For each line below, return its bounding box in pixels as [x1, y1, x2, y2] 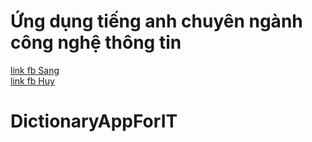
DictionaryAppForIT [10, 110, 178, 133]
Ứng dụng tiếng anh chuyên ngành [10, 10, 303, 33]
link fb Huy [10, 75, 55, 87]
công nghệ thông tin [10, 31, 182, 54]
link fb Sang [10, 64, 60, 76]
